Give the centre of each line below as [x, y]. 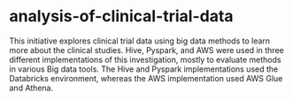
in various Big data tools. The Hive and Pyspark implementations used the [144, 69]
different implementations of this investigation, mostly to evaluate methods [145, 59]
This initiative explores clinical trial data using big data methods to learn [140, 41]
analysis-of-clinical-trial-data [121, 16]
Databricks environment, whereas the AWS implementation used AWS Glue [146, 78]
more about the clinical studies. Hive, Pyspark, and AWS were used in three [147, 50]
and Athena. [31, 88]
